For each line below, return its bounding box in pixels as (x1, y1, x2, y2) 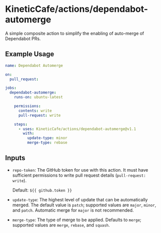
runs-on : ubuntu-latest (14, 95, 63, 100)
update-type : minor (27, 136, 68, 140)
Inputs (5, 154, 26, 162)
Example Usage (5, 50, 54, 58)
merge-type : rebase (27, 140, 68, 145)
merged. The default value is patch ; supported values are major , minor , (12, 202, 157, 208)
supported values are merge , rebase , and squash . (12, 222, 110, 228)
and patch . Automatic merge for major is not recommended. (12, 207, 134, 213)
